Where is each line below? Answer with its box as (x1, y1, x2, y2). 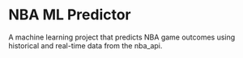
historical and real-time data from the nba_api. (8, 40, 163, 50)
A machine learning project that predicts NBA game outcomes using (8, 32, 236, 42)
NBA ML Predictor (8, 6, 131, 24)
